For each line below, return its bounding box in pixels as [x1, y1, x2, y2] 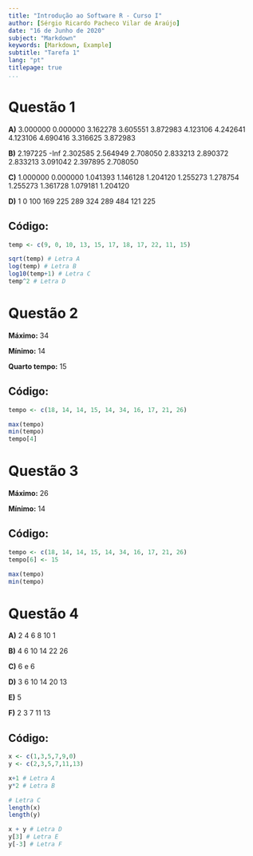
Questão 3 [8, 462, 79, 480]
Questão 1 [8, 97, 76, 116]
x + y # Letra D [8, 826, 62, 834]
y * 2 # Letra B [8, 782, 56, 790]
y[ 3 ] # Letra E [8, 833, 59, 841]
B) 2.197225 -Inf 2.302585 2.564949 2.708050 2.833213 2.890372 [8, 149, 229, 158]
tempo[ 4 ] [8, 435, 38, 443]
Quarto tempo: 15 [8, 361, 67, 371]
